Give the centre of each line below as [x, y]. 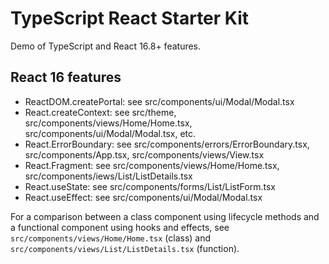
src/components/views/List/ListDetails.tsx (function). [125, 248]
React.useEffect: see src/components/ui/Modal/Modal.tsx [143, 197]
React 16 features [66, 77]
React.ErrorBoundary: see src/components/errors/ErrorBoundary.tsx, [167, 144]
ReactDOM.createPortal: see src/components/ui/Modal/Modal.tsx [159, 101]
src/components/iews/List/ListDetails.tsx [108, 176]
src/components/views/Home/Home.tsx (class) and [111, 238]
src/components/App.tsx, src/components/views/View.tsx [144, 154]
